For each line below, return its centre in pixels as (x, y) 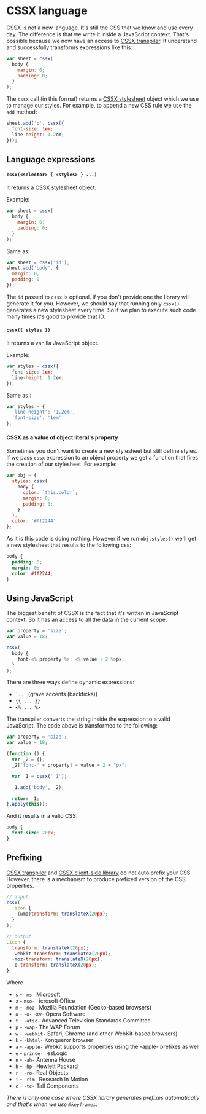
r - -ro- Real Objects (42, 1073)
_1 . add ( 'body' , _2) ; (38, 787)
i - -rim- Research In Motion (51, 1080)
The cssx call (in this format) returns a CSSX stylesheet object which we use (103, 99)
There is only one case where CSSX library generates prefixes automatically (103, 1098)
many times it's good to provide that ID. (56, 316)
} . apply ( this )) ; (27, 804)
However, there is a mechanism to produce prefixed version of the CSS (96, 879)
